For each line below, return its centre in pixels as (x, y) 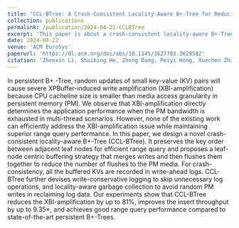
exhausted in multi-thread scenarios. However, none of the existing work (114, 118)
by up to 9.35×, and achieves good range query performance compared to (117, 209)
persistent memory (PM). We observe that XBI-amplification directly (107, 103)
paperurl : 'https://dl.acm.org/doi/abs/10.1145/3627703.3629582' (106, 54)
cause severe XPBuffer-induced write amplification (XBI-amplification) (110, 88)
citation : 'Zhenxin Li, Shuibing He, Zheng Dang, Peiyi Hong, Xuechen (114, 61)
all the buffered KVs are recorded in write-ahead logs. (125, 171)
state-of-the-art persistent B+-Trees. (62, 217)
